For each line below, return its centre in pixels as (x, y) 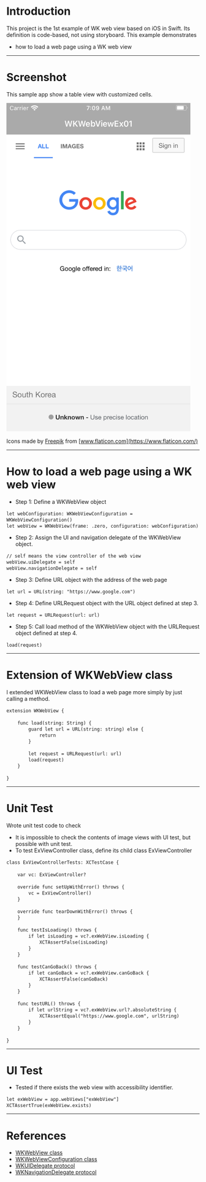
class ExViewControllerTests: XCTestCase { (63, 862)
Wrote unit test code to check (44, 825)
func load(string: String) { (55, 723)
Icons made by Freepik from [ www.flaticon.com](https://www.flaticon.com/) (102, 441)
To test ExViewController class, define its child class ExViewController (104, 850)
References (36, 1136)
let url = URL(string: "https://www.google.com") (71, 592)
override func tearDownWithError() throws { (75, 911)
